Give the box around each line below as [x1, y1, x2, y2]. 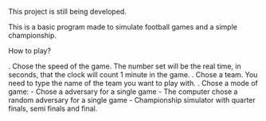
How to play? [8, 46, 52, 55]
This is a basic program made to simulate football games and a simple [8, 22, 237, 31]
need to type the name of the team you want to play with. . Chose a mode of [8, 79, 259, 88]
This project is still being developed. [8, 7, 127, 16]
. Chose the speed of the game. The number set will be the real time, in [8, 61, 241, 71]
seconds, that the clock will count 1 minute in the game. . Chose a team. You [8, 70, 258, 79]
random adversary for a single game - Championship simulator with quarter [8, 96, 256, 104]
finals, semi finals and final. [8, 103, 98, 113]
